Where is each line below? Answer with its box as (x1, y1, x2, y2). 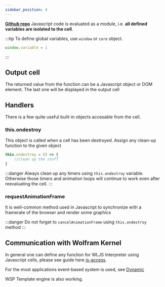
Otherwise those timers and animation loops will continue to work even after (5, 176, 160, 181)
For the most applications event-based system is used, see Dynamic (5, 267, 144, 273)
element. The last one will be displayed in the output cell (5, 87, 120, 93)
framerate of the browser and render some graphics (5, 210, 111, 215)
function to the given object (5, 143, 62, 148)
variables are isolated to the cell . (5, 26, 73, 32)
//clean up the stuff (14, 157, 58, 162)
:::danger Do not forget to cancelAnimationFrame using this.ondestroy (5, 219, 147, 225)
